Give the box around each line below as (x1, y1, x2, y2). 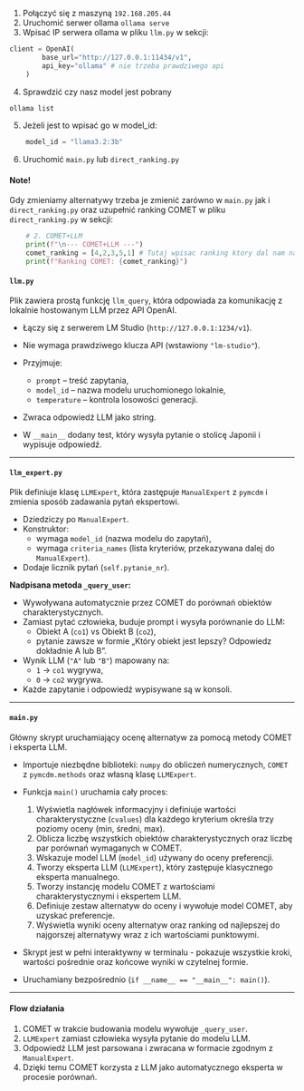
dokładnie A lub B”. (35, 646, 107, 657)
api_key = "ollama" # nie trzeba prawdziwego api (42, 61, 224, 71)
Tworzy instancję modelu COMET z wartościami (35, 881, 215, 891)
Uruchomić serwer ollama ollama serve (22, 17, 170, 28)
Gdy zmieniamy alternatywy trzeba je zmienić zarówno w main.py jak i (9, 195, 271, 206)
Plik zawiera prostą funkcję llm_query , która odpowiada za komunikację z (9, 295, 283, 307)
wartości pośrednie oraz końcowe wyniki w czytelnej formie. (22, 956, 249, 967)
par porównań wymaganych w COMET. (35, 843, 183, 853)
